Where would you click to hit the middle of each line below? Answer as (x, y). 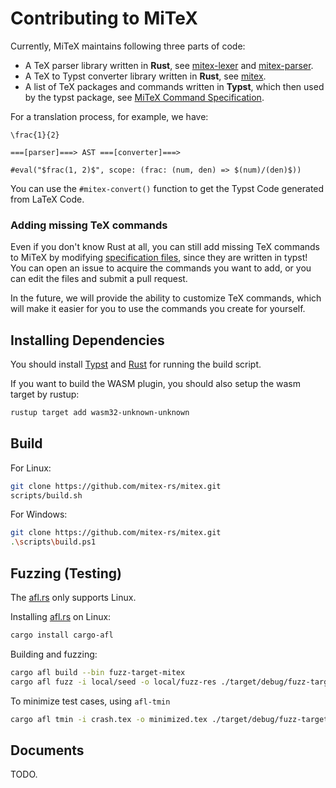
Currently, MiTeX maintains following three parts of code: (128, 46)
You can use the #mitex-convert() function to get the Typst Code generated (167, 188)
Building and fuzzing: (54, 654)
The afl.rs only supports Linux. (73, 598)
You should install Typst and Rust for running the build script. (136, 364)
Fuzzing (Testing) (66, 573)
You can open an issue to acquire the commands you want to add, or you (161, 268)
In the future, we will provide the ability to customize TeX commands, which (166, 298)
